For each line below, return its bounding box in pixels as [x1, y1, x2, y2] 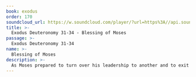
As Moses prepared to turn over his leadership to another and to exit [11, 62, 190, 68]
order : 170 [6, 14, 33, 20]
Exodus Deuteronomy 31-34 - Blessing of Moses [11, 30, 127, 36]
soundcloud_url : [6, 19, 45, 25]
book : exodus [6, 8, 38, 14]
